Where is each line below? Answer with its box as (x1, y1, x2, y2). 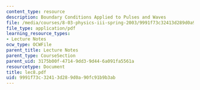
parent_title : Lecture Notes (6, 47, 79, 53)
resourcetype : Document (6, 63, 65, 70)
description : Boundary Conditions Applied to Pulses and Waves (6, 14, 167, 20)
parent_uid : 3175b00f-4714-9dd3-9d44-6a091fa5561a (6, 58, 135, 64)
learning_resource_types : (6, 31, 70, 37)
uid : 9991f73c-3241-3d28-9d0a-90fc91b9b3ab (6, 75, 116, 81)
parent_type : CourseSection (6, 53, 76, 59)
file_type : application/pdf (6, 25, 76, 31)
